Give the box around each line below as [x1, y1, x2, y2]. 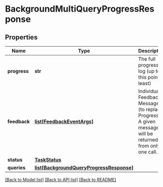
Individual [138, 88, 161, 94]
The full [138, 56, 156, 62]
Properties [5, 33, 38, 41]
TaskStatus [34, 156, 62, 163]
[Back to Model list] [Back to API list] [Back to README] [5, 177, 116, 183]
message [138, 124, 159, 131]
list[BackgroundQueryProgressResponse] [34, 164, 134, 171]
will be [138, 130, 153, 137]
